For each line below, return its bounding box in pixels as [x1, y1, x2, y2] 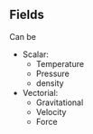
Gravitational [35, 97, 84, 108]
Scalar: [22, 49, 50, 60]
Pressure [35, 68, 70, 79]
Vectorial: [22, 87, 59, 98]
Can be [9, 31, 37, 42]
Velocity [35, 106, 67, 117]
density [35, 77, 65, 89]
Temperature [35, 58, 84, 69]
